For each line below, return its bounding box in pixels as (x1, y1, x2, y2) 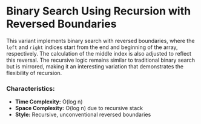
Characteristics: (6, 84, 55, 93)
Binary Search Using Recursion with (6, 4, 191, 18)
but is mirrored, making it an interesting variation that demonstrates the (6, 62, 183, 70)
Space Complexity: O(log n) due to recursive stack (15, 105, 143, 112)
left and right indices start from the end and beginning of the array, (6, 44, 178, 51)
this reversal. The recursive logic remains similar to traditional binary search (6, 56, 196, 64)
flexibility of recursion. (6, 69, 62, 76)
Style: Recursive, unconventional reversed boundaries (15, 111, 151, 119)
